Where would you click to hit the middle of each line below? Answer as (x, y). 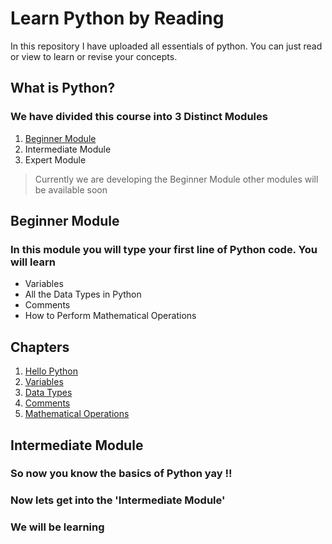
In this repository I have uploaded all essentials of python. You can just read (166, 46)
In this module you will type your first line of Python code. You (164, 249)
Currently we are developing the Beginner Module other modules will (176, 179)
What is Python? (63, 88)
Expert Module (55, 159)
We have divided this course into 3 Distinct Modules (139, 117)
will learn (33, 262)
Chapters (40, 347)
